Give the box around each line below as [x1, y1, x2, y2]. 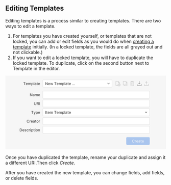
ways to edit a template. [5, 23, 56, 29]
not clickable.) [12, 49, 43, 55]
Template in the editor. [12, 65, 60, 71]
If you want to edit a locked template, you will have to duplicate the [12, 55, 154, 61]
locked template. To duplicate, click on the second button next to [12, 60, 150, 66]
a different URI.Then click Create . [5, 160, 76, 166]
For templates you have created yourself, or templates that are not [12, 33, 152, 39]
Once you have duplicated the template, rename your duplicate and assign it [5, 154, 166, 160]
